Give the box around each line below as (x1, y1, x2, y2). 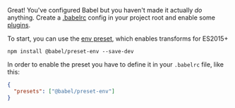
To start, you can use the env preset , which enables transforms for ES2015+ (7, 34, 229, 43)
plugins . (7, 21, 30, 29)
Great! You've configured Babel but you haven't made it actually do (7, 6, 203, 14)
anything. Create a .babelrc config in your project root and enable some (7, 13, 216, 22)
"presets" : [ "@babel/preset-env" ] (13, 88, 115, 95)
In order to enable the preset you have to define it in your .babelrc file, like (7, 60, 224, 69)
